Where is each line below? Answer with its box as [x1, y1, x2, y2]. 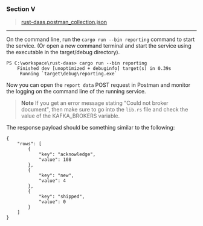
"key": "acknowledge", [38, 151, 96, 158]
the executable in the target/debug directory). [6, 49, 120, 56]
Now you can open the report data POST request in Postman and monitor [6, 81, 191, 89]
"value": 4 [38, 178, 66, 184]
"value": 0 [38, 199, 66, 205]
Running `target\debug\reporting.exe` [19, 71, 118, 77]
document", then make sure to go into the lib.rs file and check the [21, 106, 188, 113]
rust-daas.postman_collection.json [21, 19, 108, 26]
